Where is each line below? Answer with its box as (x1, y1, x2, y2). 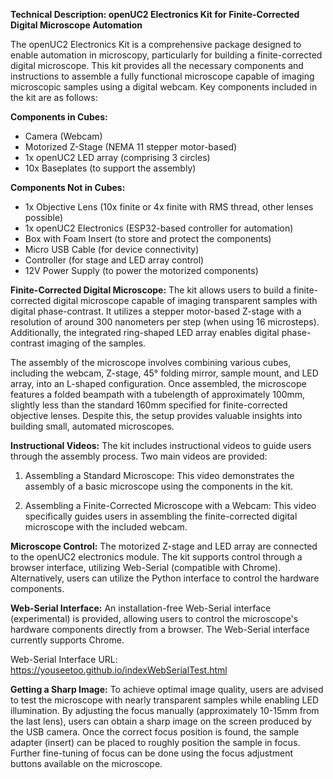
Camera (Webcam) (24, 130, 103, 142)
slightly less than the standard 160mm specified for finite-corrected (10, 399, 288, 411)
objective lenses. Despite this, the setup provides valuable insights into (10, 410, 303, 421)
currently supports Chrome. (10, 634, 125, 646)
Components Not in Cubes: (10, 182, 126, 193)
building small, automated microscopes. (10, 420, 175, 432)
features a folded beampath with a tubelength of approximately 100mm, (10, 389, 306, 400)
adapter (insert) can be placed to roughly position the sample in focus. (10, 737, 301, 748)
